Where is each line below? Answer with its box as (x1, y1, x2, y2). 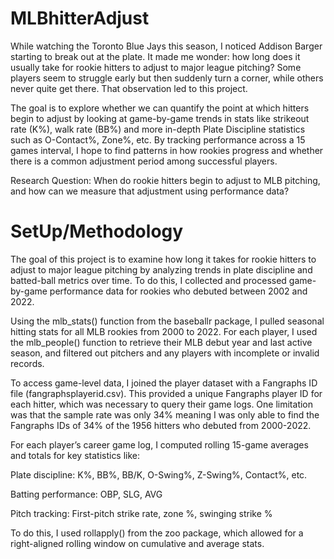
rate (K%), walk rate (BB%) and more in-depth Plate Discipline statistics (10, 123, 306, 135)
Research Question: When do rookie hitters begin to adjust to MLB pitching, (10, 174, 321, 186)
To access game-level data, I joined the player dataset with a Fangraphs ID (10, 377, 318, 389)
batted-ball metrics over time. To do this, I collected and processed (10, 274, 287, 286)
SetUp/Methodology (10, 220, 184, 243)
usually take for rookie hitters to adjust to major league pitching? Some (10, 61, 302, 73)
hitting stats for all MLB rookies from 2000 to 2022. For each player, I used (10, 325, 318, 337)
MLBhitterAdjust (10, 7, 150, 30)
